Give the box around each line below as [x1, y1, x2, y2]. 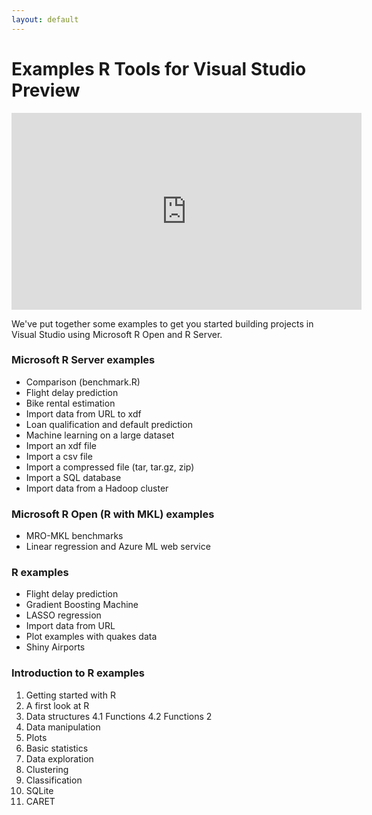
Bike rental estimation [25, 397, 116, 409]
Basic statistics [25, 742, 89, 754]
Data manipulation [25, 721, 101, 733]
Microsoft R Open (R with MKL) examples [11, 507, 215, 521]
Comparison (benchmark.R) [25, 376, 141, 388]
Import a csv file [25, 450, 93, 462]
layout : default [11, 14, 79, 25]
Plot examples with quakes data [25, 631, 158, 643]
